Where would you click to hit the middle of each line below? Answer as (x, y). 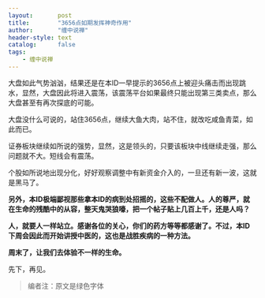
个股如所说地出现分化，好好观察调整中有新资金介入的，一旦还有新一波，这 (129, 172)
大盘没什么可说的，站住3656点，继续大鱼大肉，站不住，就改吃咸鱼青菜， (127, 119)
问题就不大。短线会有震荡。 (53, 155)
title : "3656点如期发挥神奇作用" (70, 23)
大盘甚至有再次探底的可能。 (53, 102)
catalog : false (42, 45)
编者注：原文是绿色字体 (65, 285)
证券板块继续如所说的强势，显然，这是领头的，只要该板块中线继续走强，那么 (132, 146)
